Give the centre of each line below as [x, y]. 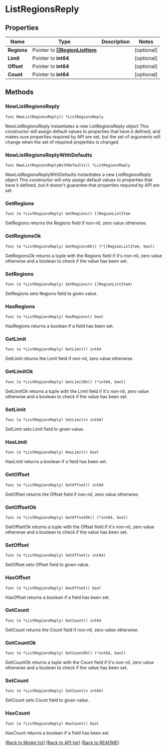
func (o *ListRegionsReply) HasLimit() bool [52, 452]
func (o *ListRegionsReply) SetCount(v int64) [54, 691]
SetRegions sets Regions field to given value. [51, 293]
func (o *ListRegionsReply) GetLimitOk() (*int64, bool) [66, 382]
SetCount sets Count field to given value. [47, 700]
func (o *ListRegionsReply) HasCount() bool [52, 724]
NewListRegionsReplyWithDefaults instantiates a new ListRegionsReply [78, 174]
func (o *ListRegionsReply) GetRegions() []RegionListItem [68, 214]
